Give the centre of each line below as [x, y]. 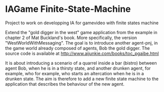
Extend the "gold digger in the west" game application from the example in [81, 32]
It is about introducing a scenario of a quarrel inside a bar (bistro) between [81, 63]
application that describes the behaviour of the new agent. [65, 84]
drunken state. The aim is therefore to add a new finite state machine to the [82, 79]
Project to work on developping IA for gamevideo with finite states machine [82, 23]
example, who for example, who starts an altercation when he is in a [75, 73]
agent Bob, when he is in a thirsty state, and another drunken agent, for [78, 68]
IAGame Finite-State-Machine [68, 9]
